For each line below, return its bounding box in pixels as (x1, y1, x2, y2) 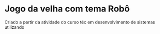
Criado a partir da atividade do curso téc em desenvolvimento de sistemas (4, 19, 155, 25)
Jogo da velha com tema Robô (4, 3, 130, 14)
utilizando (4, 24, 25, 30)
